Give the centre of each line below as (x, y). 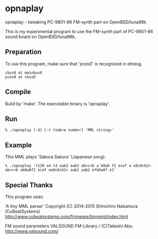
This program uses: (25, 197)
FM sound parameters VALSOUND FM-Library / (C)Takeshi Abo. (69, 226)
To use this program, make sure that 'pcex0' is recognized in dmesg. (74, 63)
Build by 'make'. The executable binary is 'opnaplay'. (58, 103)
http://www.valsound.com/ (32, 231)
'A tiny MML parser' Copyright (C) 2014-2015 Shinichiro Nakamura (71, 206)
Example (18, 145)
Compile (18, 92)
